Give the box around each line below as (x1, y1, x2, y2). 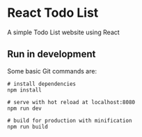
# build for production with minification (7, 117, 132, 124)
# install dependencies (7, 80, 77, 87)
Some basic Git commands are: (7, 66, 97, 75)
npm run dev (7, 105, 42, 112)
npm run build (7, 123, 49, 130)
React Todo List (7, 5, 99, 21)
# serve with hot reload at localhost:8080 (7, 99, 136, 106)
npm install (7, 86, 42, 94)
